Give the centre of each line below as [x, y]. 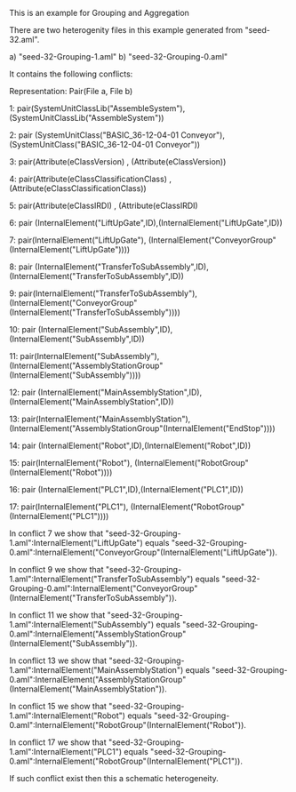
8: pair [21, 267]
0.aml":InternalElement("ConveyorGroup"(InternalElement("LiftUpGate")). [144, 552]
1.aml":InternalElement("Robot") [68, 716]
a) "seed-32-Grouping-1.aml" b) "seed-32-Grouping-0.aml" [119, 56]
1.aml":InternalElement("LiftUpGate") [76, 543]
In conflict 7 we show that [56, 533]
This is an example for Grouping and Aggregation [99, 13]
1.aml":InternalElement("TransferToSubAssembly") [101, 579]
